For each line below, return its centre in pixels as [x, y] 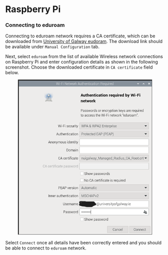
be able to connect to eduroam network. [46, 248]
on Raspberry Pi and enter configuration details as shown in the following [82, 62]
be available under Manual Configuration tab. [52, 47]
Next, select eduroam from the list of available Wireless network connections [84, 57]
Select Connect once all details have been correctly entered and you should [83, 242]
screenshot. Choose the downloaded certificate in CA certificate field [79, 67]
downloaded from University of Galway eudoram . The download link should [84, 41]
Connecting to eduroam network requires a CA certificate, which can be [80, 36]
